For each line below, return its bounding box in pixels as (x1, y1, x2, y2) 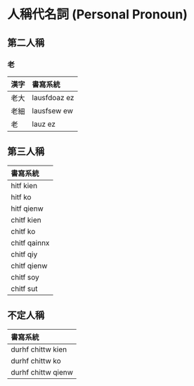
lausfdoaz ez (32, 92, 75, 102)
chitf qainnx (11, 237, 50, 247)
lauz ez (32, 119, 56, 129)
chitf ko (11, 226, 36, 236)
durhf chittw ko (11, 356, 61, 366)
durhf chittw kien (11, 344, 67, 354)
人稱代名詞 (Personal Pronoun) (7, 6, 188, 23)
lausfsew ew (32, 106, 74, 116)
